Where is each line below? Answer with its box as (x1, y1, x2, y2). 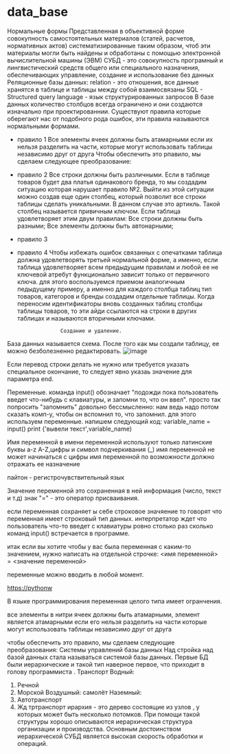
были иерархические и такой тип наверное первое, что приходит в (7, 660, 205, 668)
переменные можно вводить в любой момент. (7, 570, 144, 579)
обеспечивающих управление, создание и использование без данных (7, 70, 214, 79)
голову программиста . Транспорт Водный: (7, 667, 135, 676)
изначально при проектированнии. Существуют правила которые (7, 107, 201, 116)
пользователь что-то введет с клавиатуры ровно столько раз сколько (7, 521, 214, 530)
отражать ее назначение (7, 460, 80, 468)
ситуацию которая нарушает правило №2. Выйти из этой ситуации (16, 185, 214, 193)
